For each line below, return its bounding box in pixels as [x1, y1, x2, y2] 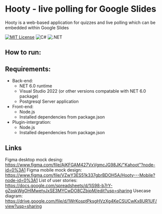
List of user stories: [38, 177, 78, 183]
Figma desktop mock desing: [5, 156, 63, 162]
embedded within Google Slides [5, 24, 69, 30]
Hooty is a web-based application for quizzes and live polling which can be [5, 19, 156, 25]
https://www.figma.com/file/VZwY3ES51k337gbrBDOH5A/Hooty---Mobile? [5, 172, 156, 178]
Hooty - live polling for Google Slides [5, 3, 157, 15]
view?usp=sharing [5, 203, 42, 209]
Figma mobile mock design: [26, 167, 82, 173]
